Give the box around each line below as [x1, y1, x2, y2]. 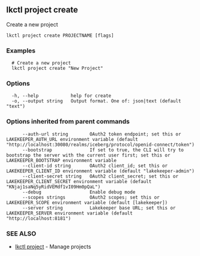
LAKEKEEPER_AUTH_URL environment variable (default [6, 136, 138, 142]
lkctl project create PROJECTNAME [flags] [6, 33, 114, 39]
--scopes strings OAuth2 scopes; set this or [22, 194, 160, 201]
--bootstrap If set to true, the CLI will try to [22, 147, 184, 153]
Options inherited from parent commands [6, 117, 130, 126]
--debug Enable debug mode [22, 189, 136, 195]
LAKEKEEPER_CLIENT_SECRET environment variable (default [6, 178, 152, 184]
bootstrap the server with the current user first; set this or [6, 152, 171, 158]
